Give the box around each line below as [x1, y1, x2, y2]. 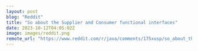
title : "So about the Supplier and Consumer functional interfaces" [6, 19, 178, 25]
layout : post [6, 8, 38, 15]
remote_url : [6, 36, 35, 42]
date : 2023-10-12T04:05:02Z [6, 25, 75, 31]
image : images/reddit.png [6, 30, 70, 36]
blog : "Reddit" [6, 14, 44, 20]
